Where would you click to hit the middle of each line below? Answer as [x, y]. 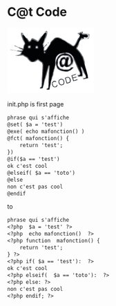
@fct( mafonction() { [38, 138]
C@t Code [37, 12]
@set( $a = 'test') [35, 124]
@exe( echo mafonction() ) [46, 131]
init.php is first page [36, 104]
